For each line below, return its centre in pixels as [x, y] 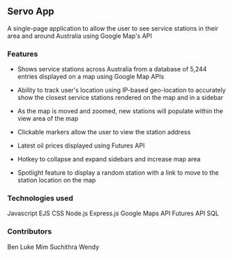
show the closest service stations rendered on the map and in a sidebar [120, 98]
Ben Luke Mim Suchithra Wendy [53, 247]
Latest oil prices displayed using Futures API [81, 145]
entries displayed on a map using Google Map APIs [91, 77]
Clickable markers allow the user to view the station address [104, 132]
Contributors [30, 231]
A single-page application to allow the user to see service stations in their [113, 28]
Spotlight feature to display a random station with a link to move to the [118, 173]
